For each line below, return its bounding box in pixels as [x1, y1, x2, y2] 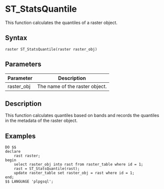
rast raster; [14, 153, 41, 159]
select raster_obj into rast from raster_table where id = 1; [14, 162, 143, 167]
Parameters [5, 60, 42, 69]
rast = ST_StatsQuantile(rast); [14, 166, 80, 171]
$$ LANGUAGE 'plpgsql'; [5, 179, 54, 184]
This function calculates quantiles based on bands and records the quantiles [5, 113, 160, 118]
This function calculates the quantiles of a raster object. [5, 20, 117, 25]
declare [5, 149, 21, 154]
